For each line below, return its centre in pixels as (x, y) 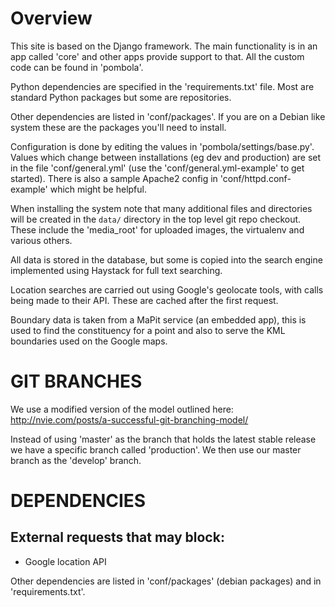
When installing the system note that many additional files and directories (161, 208)
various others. (41, 240)
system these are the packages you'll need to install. (118, 127)
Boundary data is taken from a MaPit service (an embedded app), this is (158, 319)
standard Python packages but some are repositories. (121, 97)
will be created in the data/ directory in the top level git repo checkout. (156, 219)
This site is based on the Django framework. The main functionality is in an (164, 46)
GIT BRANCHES (76, 381)
